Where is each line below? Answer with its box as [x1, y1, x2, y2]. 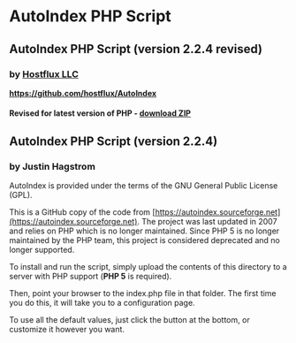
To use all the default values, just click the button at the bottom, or [9, 315, 250, 325]
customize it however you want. [9, 324, 125, 335]
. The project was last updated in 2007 [136, 217, 277, 227]
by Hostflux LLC [9, 68, 80, 80]
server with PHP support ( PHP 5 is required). [9, 271, 172, 282]
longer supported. [9, 245, 75, 255]
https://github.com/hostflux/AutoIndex [9, 88, 157, 98]
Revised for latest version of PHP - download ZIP [9, 108, 192, 118]
